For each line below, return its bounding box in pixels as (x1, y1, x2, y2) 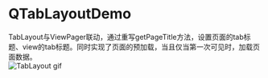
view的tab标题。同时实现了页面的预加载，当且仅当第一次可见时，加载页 (22, 41, 260, 52)
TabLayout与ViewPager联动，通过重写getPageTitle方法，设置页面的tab (8, 32, 244, 41)
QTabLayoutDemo (8, 5, 131, 23)
